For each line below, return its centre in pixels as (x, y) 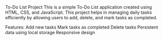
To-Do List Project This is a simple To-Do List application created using (78, 7)
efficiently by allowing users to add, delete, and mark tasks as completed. (81, 18)
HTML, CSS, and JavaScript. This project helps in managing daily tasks (78, 12)
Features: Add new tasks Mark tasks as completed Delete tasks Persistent (82, 27)
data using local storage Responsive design (50, 32)
